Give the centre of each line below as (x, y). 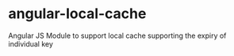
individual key (31, 43)
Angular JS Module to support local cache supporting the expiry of (117, 35)
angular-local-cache (77, 14)
